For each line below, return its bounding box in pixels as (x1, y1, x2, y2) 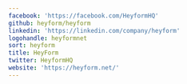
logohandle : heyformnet (8, 34, 88, 42)
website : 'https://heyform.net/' (8, 64, 120, 72)
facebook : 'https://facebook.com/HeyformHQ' (8, 11, 159, 20)
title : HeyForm (8, 49, 59, 57)
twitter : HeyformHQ (8, 57, 74, 65)
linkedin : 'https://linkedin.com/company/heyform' (8, 26, 181, 34)
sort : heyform (8, 42, 56, 50)
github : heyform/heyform (8, 19, 91, 27)
